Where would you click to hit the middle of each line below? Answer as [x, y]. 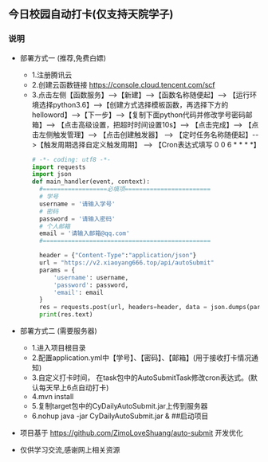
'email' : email [78, 292]
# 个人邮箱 [54, 226]
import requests [59, 167]
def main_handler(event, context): [91, 182]
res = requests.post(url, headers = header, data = [123, 307]
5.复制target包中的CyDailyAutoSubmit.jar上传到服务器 [120, 406]
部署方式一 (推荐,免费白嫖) [63, 57]
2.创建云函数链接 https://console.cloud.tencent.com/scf [123, 84]
